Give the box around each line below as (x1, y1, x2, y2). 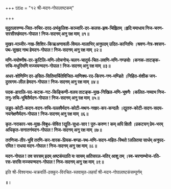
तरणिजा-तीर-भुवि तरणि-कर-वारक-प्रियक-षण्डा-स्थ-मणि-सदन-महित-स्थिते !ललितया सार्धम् (5, 137, 152, 143)
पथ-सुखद (5, 47, 21, 53)
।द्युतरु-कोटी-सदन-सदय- (119, 105, 164, 111)
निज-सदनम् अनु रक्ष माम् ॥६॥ (40, 111, 88, 117)
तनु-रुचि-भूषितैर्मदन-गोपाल (5, 95, 48, 101)
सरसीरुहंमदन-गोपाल (5, 31, 38, 37)
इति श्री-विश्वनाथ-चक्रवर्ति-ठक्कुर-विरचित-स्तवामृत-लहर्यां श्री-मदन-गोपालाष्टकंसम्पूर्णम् (5, 169, 142, 175)
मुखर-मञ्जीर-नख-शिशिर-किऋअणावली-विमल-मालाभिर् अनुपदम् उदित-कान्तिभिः (5, 41, 134, 47)
